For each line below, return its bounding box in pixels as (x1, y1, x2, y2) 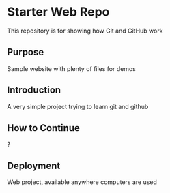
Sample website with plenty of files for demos (7, 64, 137, 72)
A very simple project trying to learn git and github (7, 102, 149, 110)
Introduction (7, 85, 61, 96)
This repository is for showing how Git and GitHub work (7, 27, 163, 35)
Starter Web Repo (7, 4, 110, 20)
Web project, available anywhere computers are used (7, 178, 157, 186)
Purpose (7, 46, 44, 58)
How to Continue (7, 122, 80, 134)
